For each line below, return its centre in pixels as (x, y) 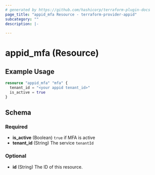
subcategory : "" (22, 19)
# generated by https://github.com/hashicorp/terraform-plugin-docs (78, 10)
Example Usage (30, 71)
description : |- (22, 24)
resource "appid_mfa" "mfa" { (37, 83)
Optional (16, 156)
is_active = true (28, 92)
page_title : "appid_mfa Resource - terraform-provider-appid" (71, 14)
